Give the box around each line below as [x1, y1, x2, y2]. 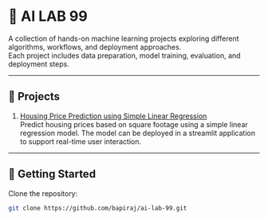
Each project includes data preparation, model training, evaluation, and [8, 50, 241, 60]
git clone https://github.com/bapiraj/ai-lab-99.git [8, 204, 187, 212]
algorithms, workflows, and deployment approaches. [8, 42, 182, 51]
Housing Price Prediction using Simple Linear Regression [19, 111, 207, 121]
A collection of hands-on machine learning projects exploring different [8, 34, 239, 43]
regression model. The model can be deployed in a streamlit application [19, 128, 255, 138]
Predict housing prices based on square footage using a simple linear [19, 119, 249, 129]
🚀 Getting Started [8, 167, 97, 181]
